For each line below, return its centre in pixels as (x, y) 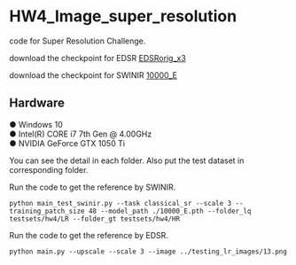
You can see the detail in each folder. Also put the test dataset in (127, 160)
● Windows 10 (36, 124)
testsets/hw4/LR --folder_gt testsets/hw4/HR (94, 219)
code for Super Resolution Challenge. (78, 41)
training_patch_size (47, 211)
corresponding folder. (49, 169)
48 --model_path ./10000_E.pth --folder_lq (170, 211)
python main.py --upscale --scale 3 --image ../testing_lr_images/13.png (148, 251)
